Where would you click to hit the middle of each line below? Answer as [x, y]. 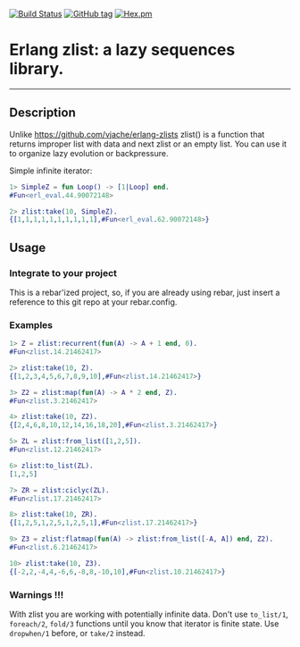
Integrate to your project [63, 273]
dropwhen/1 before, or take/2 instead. [77, 634]
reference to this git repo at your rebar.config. [93, 302]
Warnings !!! [37, 594]
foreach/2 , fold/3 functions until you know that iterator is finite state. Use [144, 624]
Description [42, 113]
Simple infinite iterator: [51, 171]
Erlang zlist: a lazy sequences [122, 50]
